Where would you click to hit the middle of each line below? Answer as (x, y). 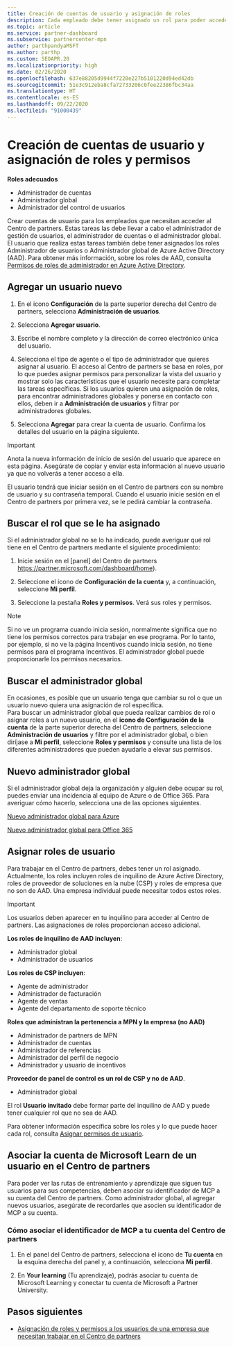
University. (33, 1290)
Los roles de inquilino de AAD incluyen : (65, 938)
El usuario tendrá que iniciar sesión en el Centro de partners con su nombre (115, 487)
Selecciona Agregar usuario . (59, 325)
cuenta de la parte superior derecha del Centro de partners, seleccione (109, 727)
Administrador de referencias (59, 1050)
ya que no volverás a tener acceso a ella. (66, 473)
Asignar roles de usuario (61, 852)
